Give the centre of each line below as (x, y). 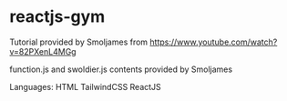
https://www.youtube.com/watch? (214, 42)
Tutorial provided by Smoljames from (79, 42)
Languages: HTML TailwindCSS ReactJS (85, 86)
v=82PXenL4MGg (43, 51)
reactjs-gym (57, 17)
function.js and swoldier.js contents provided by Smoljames (121, 69)
